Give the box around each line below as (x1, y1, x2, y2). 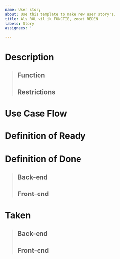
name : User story (5, 7, 41, 12)
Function (17, 71, 45, 79)
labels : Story (5, 21, 35, 26)
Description (5, 52, 54, 63)
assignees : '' (5, 26, 35, 31)
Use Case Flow (5, 108, 68, 119)
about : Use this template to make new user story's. (5, 12, 116, 17)
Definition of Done (5, 153, 81, 164)
